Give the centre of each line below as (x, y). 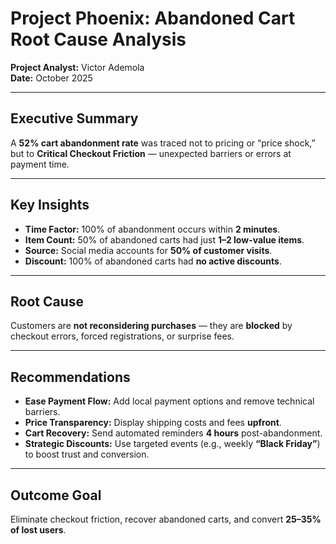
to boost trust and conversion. (87, 454)
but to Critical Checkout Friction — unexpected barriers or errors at (151, 153)
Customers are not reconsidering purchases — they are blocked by (151, 326)
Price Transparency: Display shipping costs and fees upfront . (153, 423)
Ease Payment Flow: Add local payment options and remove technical (169, 401)
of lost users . (38, 530)
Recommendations (70, 377)
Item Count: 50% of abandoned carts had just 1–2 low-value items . (164, 239)
